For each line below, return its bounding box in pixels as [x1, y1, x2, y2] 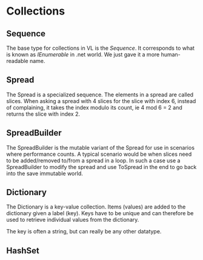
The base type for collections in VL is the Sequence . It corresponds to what [6, 44, 195, 52]
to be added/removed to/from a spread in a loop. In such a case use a [6, 156, 181, 164]
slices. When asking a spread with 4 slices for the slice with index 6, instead [6, 97, 196, 104]
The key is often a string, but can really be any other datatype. [6, 228, 162, 235]
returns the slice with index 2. [6, 110, 81, 118]
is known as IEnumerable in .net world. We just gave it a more [6, 51, 160, 58]
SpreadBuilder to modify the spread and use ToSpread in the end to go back [6, 163, 197, 170]
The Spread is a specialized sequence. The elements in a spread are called [6, 91, 194, 98]
